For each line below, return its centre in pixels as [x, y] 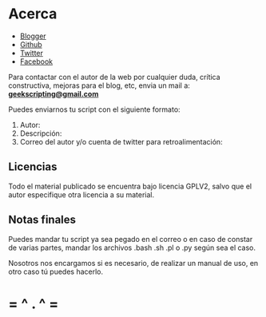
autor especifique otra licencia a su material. [81, 194]
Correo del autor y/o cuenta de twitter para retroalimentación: [121, 141]
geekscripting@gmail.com [54, 93]
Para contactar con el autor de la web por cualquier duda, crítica [115, 77]
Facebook [36, 61]
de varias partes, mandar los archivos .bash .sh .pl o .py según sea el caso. [132, 248]
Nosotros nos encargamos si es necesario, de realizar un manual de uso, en [133, 263]
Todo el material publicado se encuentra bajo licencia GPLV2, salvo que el [130, 186]
